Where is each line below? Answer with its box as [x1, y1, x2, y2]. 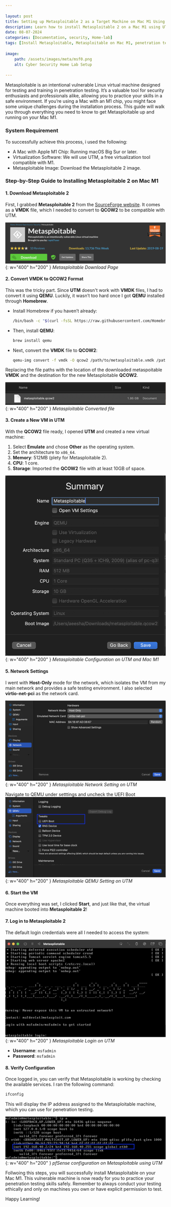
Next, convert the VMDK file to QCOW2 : [12, 347, 98, 353]
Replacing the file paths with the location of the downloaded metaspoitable [5, 367, 162, 373]
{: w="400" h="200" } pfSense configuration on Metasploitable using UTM [5, 1160, 163, 1166]
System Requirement [5, 127, 59, 134]
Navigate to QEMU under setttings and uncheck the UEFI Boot [5, 791, 136, 798]
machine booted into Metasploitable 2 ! [5, 907, 88, 913]
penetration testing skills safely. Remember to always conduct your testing [5, 1181, 161, 1187]
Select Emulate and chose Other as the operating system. [12, 444, 135, 450]
